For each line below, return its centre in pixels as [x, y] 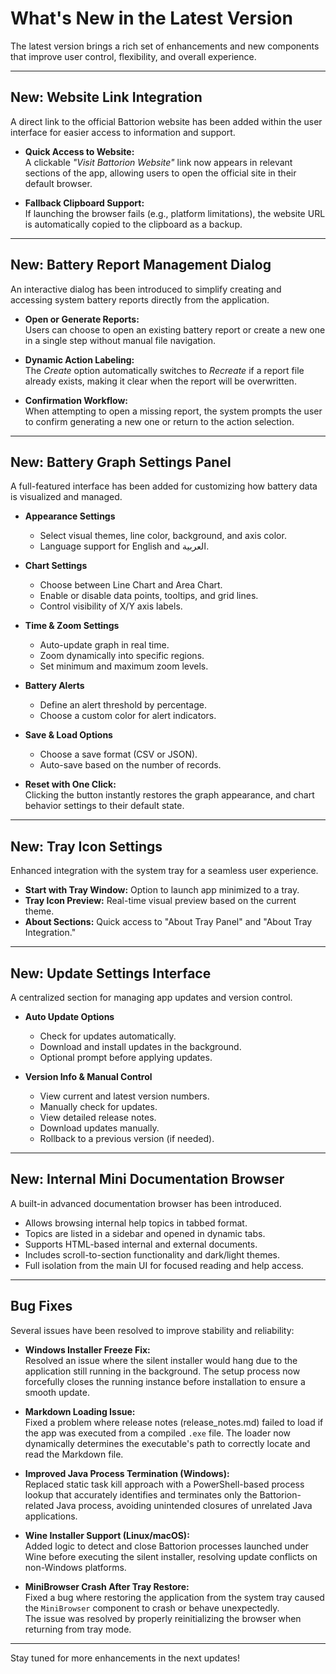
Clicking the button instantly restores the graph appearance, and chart [169, 795]
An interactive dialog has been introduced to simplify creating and [146, 289]
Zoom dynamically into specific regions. [122, 656]
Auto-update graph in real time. [104, 645]
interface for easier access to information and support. [123, 132]
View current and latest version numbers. [124, 1096]
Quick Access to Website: [79, 151]
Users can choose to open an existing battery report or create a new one [175, 329]
